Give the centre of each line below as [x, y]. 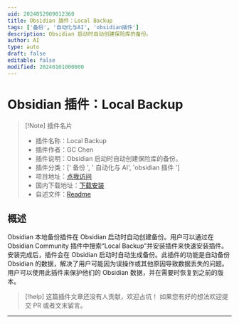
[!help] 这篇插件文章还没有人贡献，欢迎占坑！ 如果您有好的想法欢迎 [123, 297]
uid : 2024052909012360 [41, 14]
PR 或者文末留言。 [60, 305]
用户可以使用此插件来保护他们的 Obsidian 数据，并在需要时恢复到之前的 [113, 273]
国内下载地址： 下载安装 [70, 185]
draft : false [27, 54]
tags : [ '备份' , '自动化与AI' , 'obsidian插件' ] [73, 27]
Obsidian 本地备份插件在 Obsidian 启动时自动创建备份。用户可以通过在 [111, 237]
